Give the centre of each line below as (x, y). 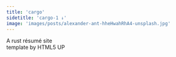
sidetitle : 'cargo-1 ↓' (37, 18)
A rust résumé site (29, 41)
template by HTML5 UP (36, 47)
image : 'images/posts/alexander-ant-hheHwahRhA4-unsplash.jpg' (89, 23)
